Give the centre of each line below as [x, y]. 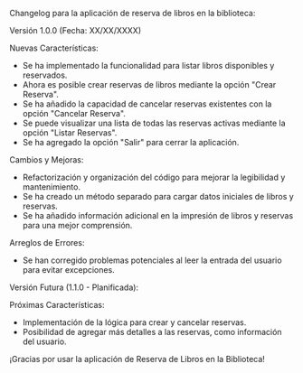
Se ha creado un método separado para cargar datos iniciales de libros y [158, 196]
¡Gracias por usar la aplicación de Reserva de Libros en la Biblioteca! [137, 359]
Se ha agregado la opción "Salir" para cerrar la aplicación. [131, 142]
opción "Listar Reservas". [70, 133]
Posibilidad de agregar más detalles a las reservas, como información [152, 332]
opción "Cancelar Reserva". [74, 113]
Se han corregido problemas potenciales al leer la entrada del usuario [152, 260]
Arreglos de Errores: [47, 242]
